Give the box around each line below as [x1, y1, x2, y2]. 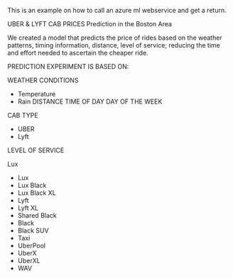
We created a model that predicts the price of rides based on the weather [7, 33, 222, 42]
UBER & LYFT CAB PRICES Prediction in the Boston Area [7, 20, 173, 28]
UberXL [17, 257, 40, 265]
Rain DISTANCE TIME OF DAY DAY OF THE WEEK [17, 97, 163, 106]
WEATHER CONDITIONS [7, 76, 79, 84]
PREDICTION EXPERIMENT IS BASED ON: [7, 62, 129, 70]
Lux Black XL [17, 189, 57, 197]
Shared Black [17, 211, 57, 219]
